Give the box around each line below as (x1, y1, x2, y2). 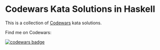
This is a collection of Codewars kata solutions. (5, 20, 102, 26)
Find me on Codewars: (5, 29, 52, 35)
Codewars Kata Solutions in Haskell (5, 3, 156, 15)
